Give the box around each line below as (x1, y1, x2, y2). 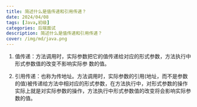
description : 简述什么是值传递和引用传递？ (6, 31, 102, 36)
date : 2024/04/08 (6, 14, 49, 20)
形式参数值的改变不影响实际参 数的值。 (14, 60, 110, 67)
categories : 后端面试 (6, 25, 56, 31)
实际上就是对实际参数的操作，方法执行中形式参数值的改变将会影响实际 (14, 88, 186, 94)
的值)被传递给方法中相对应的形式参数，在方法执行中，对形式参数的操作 (14, 80, 188, 87)
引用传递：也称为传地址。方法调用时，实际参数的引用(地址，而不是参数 (14, 73, 188, 79)
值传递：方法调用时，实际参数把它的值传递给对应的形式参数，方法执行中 (14, 53, 191, 59)
